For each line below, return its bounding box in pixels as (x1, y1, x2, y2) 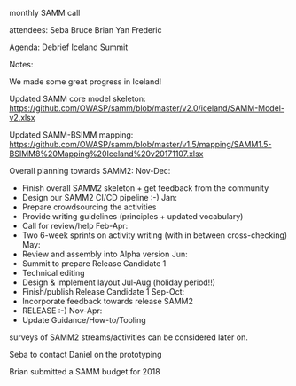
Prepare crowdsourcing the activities (21, 201, 157, 212)
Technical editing (21, 268, 86, 278)
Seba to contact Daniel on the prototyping (9, 350, 162, 359)
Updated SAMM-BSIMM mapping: (9, 130, 134, 140)
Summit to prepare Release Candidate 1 (21, 258, 167, 269)
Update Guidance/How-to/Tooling (21, 315, 146, 325)
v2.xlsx (9, 113, 35, 122)
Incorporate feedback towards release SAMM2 (21, 296, 193, 306)
